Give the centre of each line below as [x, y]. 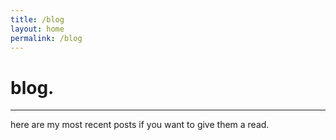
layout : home [37, 29]
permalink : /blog [46, 38]
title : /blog [37, 19]
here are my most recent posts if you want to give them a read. [140, 125]
